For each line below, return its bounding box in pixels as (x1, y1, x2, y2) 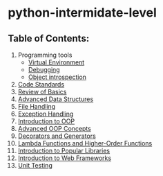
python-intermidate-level (8, 5, 157, 21)
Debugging (28, 66, 61, 73)
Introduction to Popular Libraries (17, 147, 110, 155)
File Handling (17, 103, 56, 110)
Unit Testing (17, 161, 52, 169)
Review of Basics (17, 88, 67, 96)
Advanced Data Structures (17, 95, 94, 103)
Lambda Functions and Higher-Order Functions (17, 139, 153, 147)
